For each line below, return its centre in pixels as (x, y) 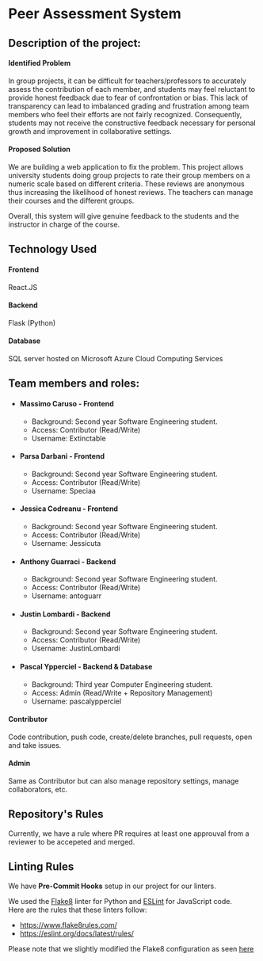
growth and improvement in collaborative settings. (90, 131)
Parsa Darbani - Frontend (62, 456)
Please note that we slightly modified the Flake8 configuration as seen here (131, 948)
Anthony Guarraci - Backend (68, 561)
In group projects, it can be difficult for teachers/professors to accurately (128, 81)
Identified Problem (40, 63)
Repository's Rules (56, 814)
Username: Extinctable (69, 438)
